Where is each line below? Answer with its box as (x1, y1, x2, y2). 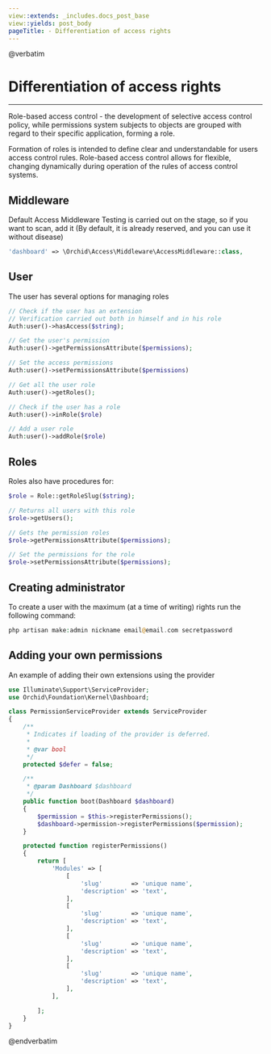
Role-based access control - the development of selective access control (8, 111, 252, 121)
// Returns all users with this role (8, 506, 135, 514)
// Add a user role (8, 425, 74, 433)
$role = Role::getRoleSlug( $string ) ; (8, 492, 135, 500)
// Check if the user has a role (8, 403, 121, 411)
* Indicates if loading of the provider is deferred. (26, 730, 211, 738)
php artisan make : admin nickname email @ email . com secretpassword (8, 626, 232, 634)
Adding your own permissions (8, 649, 163, 662)
